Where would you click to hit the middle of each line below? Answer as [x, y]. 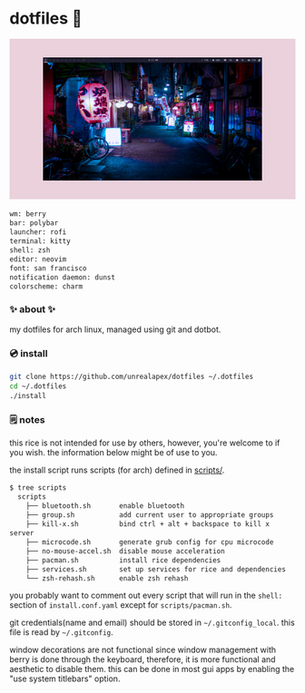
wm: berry [28, 214]
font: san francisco [49, 268]
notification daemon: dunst [63, 278]
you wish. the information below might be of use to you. [113, 452]
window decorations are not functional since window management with [143, 649]
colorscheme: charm [46, 287]
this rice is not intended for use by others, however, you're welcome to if [145, 443]
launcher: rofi [38, 232]
